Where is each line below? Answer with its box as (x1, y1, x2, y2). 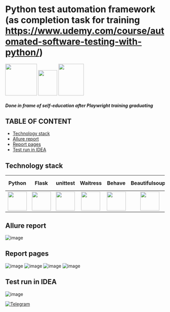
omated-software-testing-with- (5, 36, 142, 48)
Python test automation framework (5, 4, 156, 15)
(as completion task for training (5, 14, 140, 26)
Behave (107, 180, 125, 187)
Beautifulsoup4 (131, 180, 169, 187)
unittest (56, 180, 75, 187)
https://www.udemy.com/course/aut (5, 25, 164, 37)
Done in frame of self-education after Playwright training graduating (5, 102, 153, 109)
